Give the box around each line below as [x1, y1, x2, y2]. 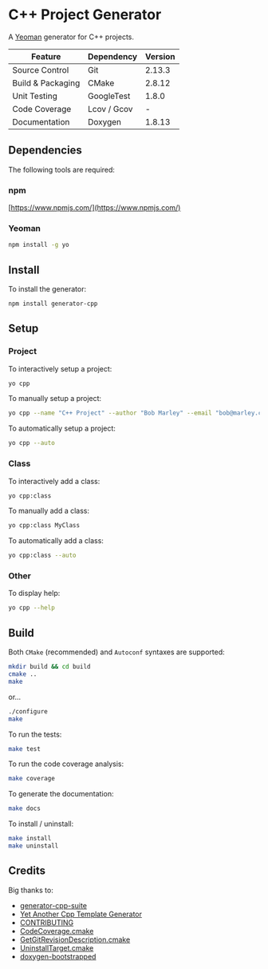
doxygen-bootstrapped [19, 951, 97, 961]
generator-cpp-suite [19, 900, 88, 910]
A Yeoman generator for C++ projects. [8, 32, 134, 42]
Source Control [12, 64, 69, 75]
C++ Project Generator [8, 6, 162, 24]
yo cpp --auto [8, 439, 56, 447]
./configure [8, 707, 48, 716]
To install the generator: [8, 284, 86, 294]
